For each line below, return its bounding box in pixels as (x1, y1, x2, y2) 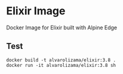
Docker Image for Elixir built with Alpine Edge (6, 24, 118, 31)
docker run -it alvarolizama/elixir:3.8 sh (6, 62, 116, 68)
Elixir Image (6, 4, 66, 18)
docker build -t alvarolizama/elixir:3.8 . (6, 57, 116, 63)
